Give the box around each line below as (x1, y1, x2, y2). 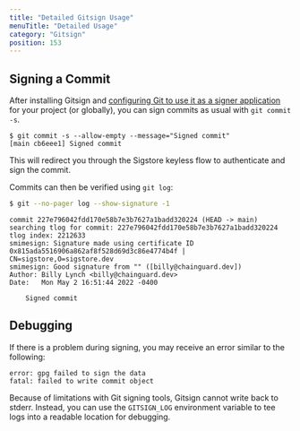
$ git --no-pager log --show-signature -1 (9, 199, 170, 209)
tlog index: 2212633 (9, 230, 87, 240)
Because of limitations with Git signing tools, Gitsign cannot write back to (9, 392, 279, 403)
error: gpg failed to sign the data (9, 368, 146, 377)
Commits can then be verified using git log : (9, 182, 174, 193)
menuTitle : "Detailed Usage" (9, 22, 118, 30)
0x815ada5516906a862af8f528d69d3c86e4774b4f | (9, 246, 186, 255)
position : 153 (9, 38, 63, 47)
